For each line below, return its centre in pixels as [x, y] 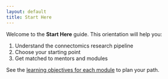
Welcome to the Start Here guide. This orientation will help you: [84, 34]
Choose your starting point [48, 52]
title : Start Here [29, 17]
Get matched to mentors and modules [61, 58]
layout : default [26, 12]
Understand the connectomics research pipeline [74, 46]
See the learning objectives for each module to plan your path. [83, 69]
